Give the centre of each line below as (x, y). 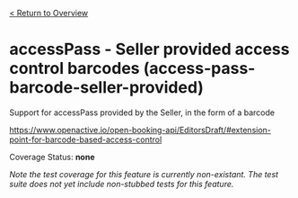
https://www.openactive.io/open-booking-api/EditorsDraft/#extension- (140, 130)
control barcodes (74, 69)
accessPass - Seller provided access (149, 49)
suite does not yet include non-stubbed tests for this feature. (122, 184)
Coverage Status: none (52, 157)
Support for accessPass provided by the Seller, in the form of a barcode (142, 112)
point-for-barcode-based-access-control (86, 139)
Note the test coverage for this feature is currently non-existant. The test (144, 174)
